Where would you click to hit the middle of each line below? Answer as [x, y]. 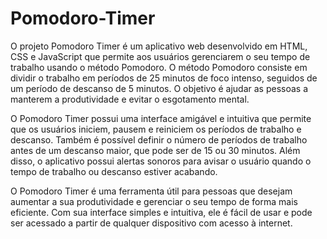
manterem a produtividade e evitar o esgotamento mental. [130, 99]
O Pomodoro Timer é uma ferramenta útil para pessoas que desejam [151, 191]
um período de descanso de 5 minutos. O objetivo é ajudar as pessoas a [159, 88]
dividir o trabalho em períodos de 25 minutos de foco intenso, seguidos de [164, 78]
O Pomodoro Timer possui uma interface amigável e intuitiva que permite [161, 118]
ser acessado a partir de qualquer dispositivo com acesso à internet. [151, 223]
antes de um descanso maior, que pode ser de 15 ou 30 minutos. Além [155, 150]
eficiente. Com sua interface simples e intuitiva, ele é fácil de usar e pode [161, 212]
